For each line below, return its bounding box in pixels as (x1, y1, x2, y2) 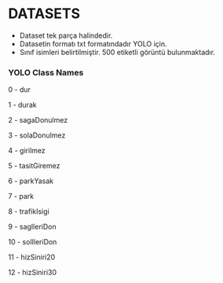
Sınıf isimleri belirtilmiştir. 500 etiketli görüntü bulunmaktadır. (19, 47, 216, 57)
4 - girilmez (8, 146, 46, 156)
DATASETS (8, 5, 81, 23)
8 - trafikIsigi (8, 207, 49, 216)
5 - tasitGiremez (8, 161, 60, 171)
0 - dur (8, 85, 31, 94)
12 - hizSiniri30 (8, 268, 57, 277)
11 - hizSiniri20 (8, 252, 56, 262)
